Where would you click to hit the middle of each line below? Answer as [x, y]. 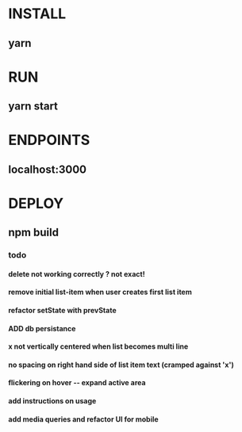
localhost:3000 [48, 169]
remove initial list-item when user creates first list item [100, 292]
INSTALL [37, 14]
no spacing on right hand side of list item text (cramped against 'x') [121, 365]
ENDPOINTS [49, 140]
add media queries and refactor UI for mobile [83, 419]
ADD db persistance [42, 328]
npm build [34, 233]
